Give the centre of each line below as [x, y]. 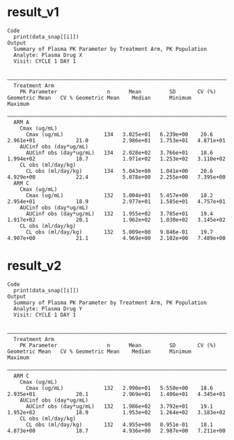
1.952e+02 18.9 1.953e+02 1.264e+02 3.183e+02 [117, 412]
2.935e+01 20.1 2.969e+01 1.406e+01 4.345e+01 [117, 394]
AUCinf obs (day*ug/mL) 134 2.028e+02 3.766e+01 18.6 [119, 153]
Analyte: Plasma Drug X [48, 55]
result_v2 [34, 266]
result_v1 [33, 12]
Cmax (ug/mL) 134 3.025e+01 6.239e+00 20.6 [119, 134]
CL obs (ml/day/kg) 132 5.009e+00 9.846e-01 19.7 [119, 232]
